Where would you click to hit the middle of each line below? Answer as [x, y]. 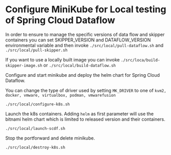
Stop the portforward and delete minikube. [50, 138]
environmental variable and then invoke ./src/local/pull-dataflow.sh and [84, 45]
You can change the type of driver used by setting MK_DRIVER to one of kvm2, [86, 90]
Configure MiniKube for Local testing [86, 9]
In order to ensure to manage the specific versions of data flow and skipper [85, 34]
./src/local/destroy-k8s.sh [35, 147]
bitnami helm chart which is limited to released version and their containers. [85, 119]
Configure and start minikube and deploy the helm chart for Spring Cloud [83, 75]
